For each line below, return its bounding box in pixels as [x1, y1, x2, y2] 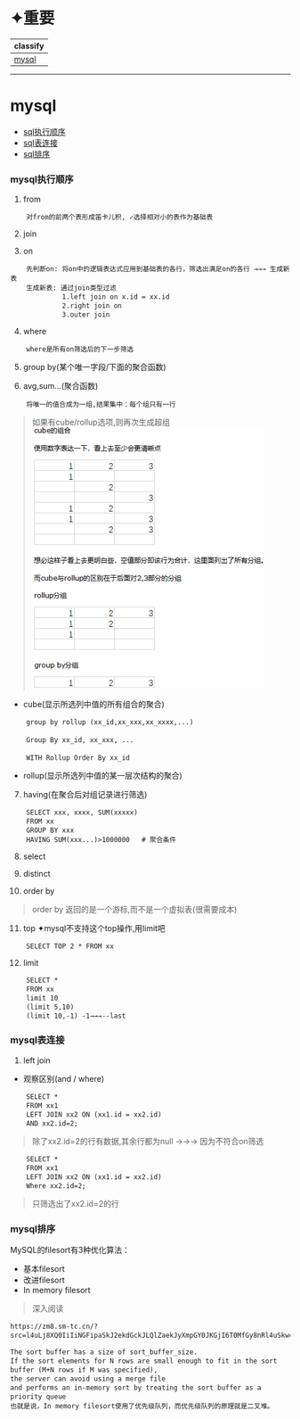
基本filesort [22, 1264, 65, 1275]
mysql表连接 [10, 1034, 65, 1046]
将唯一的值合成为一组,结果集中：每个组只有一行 [26, 400, 176, 409]
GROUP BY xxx [26, 826, 75, 835]
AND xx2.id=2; [26, 1118, 78, 1128]
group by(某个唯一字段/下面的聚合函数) [22, 362, 167, 373]
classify [13, 41, 45, 52]
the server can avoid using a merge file [10, 1374, 166, 1383]
